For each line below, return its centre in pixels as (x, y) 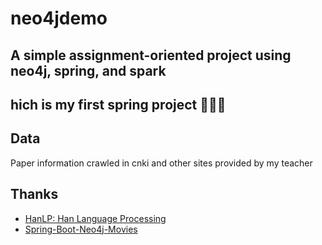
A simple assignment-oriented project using (151, 55)
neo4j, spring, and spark (88, 70)
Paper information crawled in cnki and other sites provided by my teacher (161, 163)
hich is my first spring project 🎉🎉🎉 (118, 104)
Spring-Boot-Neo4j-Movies (81, 229)
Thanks (34, 194)
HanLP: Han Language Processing (95, 218)
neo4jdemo (59, 18)
